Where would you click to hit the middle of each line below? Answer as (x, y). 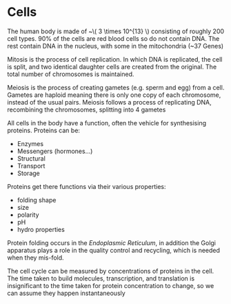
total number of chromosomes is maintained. (71, 74)
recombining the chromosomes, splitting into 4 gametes (87, 109)
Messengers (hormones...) (55, 151)
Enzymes (30, 143)
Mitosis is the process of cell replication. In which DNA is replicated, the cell (115, 59)
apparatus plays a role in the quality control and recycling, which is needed (114, 250)
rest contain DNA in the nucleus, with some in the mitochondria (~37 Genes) (115, 46)
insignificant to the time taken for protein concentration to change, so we (111, 285)
